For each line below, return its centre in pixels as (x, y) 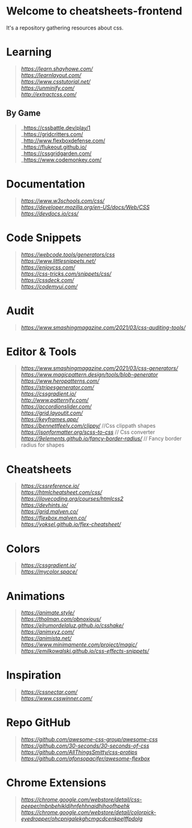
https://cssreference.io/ (50, 486)
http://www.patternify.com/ (55, 400)
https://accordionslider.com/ (56, 407)
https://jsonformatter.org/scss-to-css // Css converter (88, 432)
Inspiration (34, 675)
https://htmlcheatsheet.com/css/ (61, 492)
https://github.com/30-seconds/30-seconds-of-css (85, 746)
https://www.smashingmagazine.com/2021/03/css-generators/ (99, 368)
